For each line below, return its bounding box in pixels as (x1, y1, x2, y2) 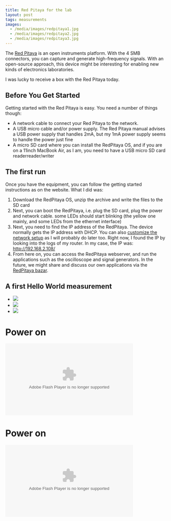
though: (5, 110, 22, 116)
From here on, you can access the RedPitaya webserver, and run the (12, 251, 157, 257)
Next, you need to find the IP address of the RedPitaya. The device (12, 224, 153, 230)
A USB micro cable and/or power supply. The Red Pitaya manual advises (12, 125, 165, 132)
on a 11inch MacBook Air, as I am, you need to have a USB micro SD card (12, 147, 166, 154)
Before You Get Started (5, 91, 80, 100)
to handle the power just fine (12, 136, 73, 142)
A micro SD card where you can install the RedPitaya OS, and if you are (12, 142, 162, 148)
